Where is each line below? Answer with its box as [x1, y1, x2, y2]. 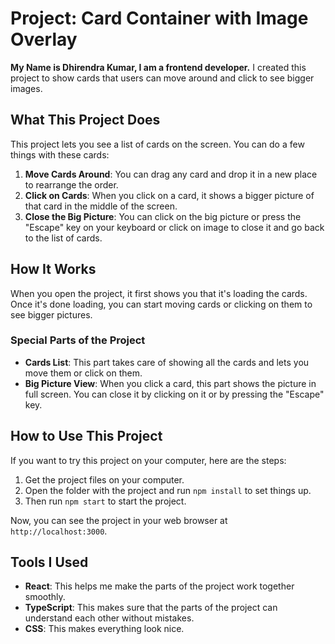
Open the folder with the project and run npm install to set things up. [24, 484, 312, 496]
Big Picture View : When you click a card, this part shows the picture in [24, 377, 317, 389]
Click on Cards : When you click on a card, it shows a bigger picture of [24, 189, 315, 201]
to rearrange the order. [24, 178, 119, 191]
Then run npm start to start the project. [24, 495, 187, 507]
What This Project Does [10, 112, 161, 129]
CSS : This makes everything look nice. [24, 623, 185, 635]
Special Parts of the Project [10, 333, 146, 347]
